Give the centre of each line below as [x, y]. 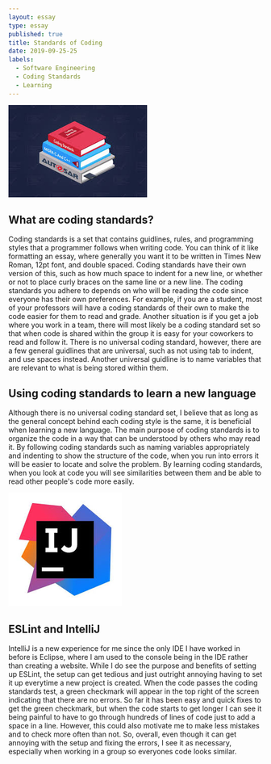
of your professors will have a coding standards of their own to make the [129, 308]
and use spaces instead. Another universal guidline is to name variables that [135, 359]
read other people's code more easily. [71, 481]
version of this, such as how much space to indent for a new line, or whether [135, 274]
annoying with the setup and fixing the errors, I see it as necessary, [120, 743]
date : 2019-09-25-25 [43, 51]
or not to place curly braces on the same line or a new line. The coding [126, 282]
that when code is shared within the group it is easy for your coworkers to [131, 334]
